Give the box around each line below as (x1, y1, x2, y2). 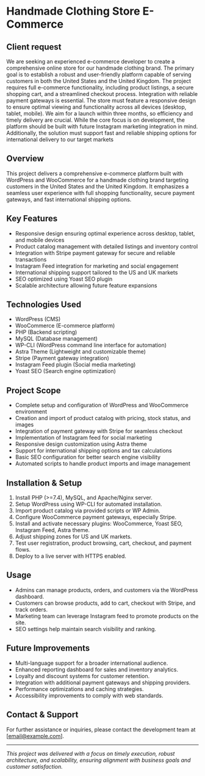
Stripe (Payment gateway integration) (15, 355, 110, 362)
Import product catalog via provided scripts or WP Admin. (15, 507, 160, 514)
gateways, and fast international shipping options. (6, 196, 132, 203)
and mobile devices (15, 236, 65, 243)
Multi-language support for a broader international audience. (15, 659, 168, 667)
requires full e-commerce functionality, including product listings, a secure (6, 84, 194, 91)
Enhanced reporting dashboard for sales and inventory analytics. (15, 665, 179, 673)
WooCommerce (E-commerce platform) (15, 322, 115, 330)
